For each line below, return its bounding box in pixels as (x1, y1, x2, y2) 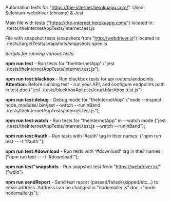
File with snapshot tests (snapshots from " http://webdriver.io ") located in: (5, 35, 161, 41)
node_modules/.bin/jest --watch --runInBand (5, 102, 101, 108)
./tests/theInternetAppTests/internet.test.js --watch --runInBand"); (5, 123, 145, 129)
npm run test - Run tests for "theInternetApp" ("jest (5, 61, 115, 66)
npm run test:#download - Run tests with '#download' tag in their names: (5, 148, 162, 154)
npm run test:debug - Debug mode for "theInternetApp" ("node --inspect (5, 97, 162, 103)
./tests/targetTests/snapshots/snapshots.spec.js (5, 41, 107, 47)
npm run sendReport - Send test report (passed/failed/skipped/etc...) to (5, 179, 159, 185)
